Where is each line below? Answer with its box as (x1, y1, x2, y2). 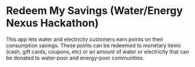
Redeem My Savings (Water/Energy (6, 4, 183, 17)
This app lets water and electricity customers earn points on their (6, 36, 164, 43)
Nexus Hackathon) (6, 16, 99, 30)
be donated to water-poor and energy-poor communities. (6, 54, 145, 61)
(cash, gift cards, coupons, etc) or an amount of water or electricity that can (6, 48, 189, 55)
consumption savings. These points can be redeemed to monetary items (6, 42, 181, 49)
